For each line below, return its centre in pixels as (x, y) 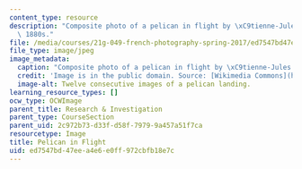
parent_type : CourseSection (62, 117)
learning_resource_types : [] (64, 92)
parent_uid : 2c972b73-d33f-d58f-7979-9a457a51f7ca (106, 126)
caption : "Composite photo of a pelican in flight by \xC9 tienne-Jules (155, 68)
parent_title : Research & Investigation (86, 109)
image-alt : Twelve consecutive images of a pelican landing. (134, 84)
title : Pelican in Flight (58, 142)
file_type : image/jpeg (52, 51)
